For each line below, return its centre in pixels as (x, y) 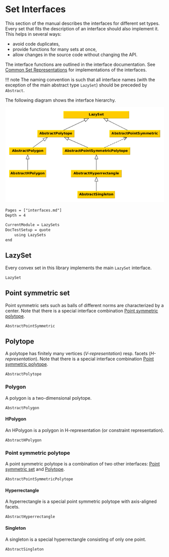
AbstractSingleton (24, 549)
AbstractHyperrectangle (30, 517)
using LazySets (30, 235)
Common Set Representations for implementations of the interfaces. (76, 70)
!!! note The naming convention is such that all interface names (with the (80, 79)
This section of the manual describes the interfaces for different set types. (82, 23)
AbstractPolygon (22, 408)
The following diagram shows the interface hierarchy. (61, 100)
